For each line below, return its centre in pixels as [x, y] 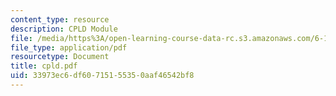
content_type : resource [60, 19]
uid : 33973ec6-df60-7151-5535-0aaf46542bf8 [102, 76]
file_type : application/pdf [69, 47]
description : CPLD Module [64, 29]
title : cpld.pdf [44, 66]
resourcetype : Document [60, 57]
